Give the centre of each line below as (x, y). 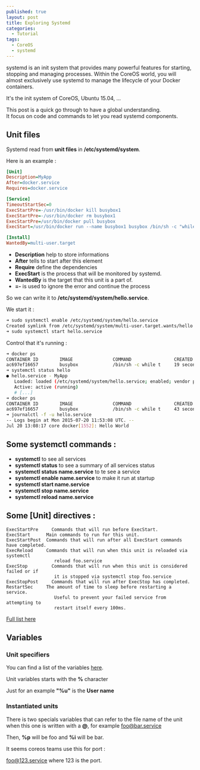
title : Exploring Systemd (38, 23)
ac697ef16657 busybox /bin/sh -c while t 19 (93, 365)
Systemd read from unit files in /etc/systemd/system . (74, 149)
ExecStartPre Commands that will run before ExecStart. (82, 529)
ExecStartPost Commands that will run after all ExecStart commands (94, 540)
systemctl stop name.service (52, 491)
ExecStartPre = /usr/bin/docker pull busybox (61, 221)
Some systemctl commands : (61, 444)
